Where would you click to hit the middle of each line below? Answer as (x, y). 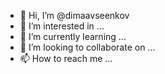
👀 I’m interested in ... (62, 26)
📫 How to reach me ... (66, 58)
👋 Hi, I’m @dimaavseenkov (74, 15)
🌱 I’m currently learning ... (73, 36)
